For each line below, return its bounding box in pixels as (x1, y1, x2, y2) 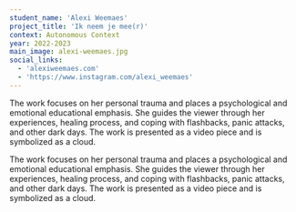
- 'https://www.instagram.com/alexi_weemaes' (17, 73, 194, 82)
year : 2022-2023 (9, 38, 71, 48)
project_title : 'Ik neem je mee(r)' (9, 22, 148, 31)
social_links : (9, 56, 64, 65)
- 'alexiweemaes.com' (17, 65, 100, 74)
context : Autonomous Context (9, 30, 120, 39)
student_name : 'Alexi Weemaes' (9, 13, 128, 23)
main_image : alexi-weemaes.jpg (9, 47, 128, 56)
